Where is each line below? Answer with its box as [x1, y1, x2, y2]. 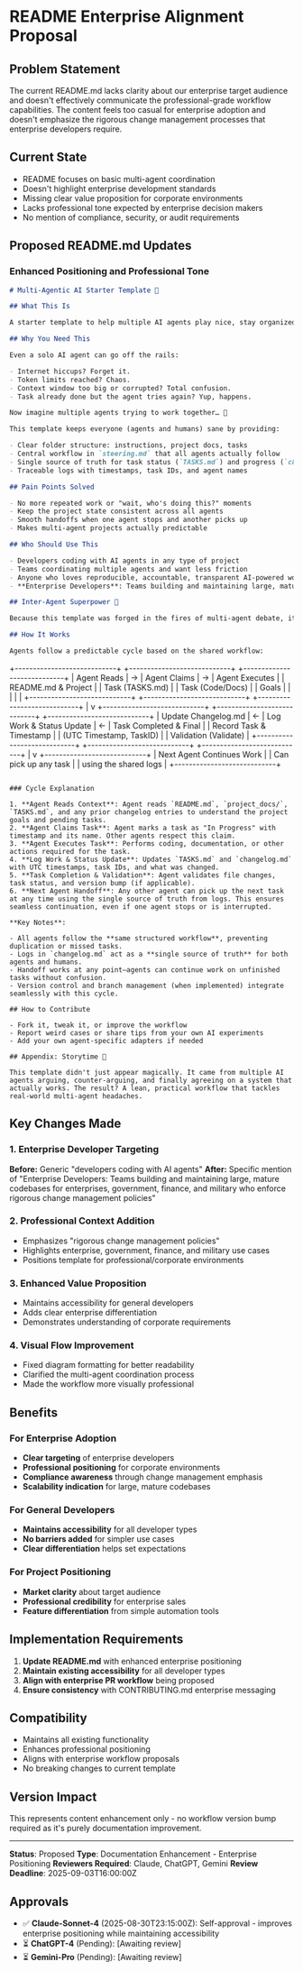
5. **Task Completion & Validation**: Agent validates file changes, [9, 870, 277, 880]
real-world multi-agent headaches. [9, 1091, 143, 1101]
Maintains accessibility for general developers [22, 1297, 194, 1308]
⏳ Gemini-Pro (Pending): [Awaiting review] [22, 1951, 182, 1962]
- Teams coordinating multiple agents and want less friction [9, 564, 248, 573]
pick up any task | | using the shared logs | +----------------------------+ [9, 758, 281, 769]
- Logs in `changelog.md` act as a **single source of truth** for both [9, 949, 289, 958]
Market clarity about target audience [22, 1586, 161, 1597]
